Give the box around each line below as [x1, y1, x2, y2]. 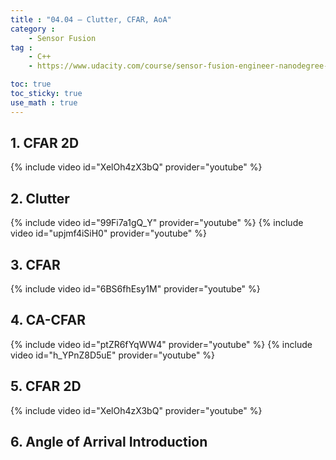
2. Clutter [10, 190, 70, 207]
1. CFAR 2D [10, 135, 80, 152]
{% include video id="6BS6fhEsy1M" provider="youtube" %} [10, 283, 261, 295]
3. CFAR [10, 256, 61, 273]
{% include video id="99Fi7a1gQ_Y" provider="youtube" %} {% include [10, 217, 304, 229]
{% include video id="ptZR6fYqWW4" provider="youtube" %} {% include [10, 338, 313, 350]
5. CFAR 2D [10, 378, 82, 395]
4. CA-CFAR [10, 312, 87, 329]
